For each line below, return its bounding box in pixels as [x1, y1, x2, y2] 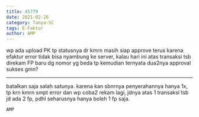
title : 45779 [6, 8, 38, 15]
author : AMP [6, 31, 36, 37]
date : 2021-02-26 [6, 14, 49, 20]
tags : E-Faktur [6, 25, 44, 31]
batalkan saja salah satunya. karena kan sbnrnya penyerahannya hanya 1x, [6, 83, 188, 90]
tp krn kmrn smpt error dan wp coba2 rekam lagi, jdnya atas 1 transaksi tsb [6, 89, 189, 96]
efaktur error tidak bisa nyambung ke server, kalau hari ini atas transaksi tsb [6, 53, 191, 60]
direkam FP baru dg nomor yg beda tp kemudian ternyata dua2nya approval [6, 60, 191, 67]
